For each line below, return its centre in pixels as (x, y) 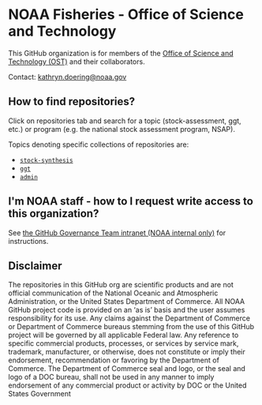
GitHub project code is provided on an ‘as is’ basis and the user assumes (127, 310)
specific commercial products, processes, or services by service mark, (124, 343)
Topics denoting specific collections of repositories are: (99, 144)
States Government (39, 394)
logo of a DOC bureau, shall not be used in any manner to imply (111, 377)
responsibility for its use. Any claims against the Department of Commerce (129, 318)
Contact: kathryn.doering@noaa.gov (67, 77)
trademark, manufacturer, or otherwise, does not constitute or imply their (127, 352)
